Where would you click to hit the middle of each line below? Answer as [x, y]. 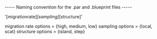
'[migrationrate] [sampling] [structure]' [44, 17]
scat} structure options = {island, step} [45, 31]
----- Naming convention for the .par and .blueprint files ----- [68, 7]
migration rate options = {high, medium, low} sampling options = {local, [78, 26]
